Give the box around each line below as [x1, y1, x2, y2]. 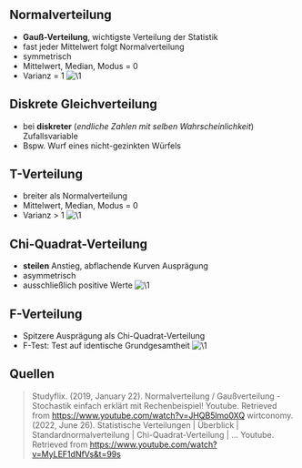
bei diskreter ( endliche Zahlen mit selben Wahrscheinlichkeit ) [22, 120, 255, 131]
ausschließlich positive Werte [22, 280, 134, 290]
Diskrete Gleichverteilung [9, 97, 157, 112]
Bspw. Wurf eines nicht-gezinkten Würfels [22, 140, 182, 151]
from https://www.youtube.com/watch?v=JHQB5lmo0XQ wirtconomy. [31, 410, 294, 421]
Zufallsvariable [22, 130, 79, 141]
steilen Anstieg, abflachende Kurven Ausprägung [22, 260, 209, 271]
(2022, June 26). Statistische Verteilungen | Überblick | [31, 419, 239, 431]
